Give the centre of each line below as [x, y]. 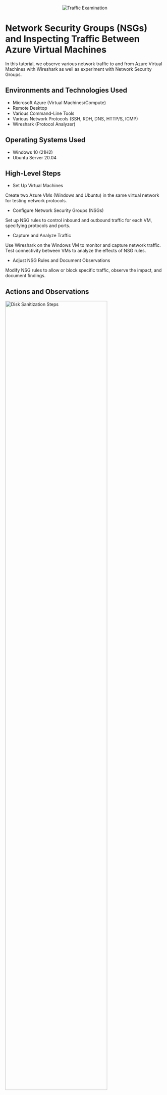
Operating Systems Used [45, 140]
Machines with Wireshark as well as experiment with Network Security [79, 69]
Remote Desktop [30, 108]
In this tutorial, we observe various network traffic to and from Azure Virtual [84, 64]
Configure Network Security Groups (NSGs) [58, 210]
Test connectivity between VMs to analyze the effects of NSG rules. [76, 251]
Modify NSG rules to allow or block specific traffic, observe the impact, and [83, 270]
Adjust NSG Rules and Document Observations [61, 260]
